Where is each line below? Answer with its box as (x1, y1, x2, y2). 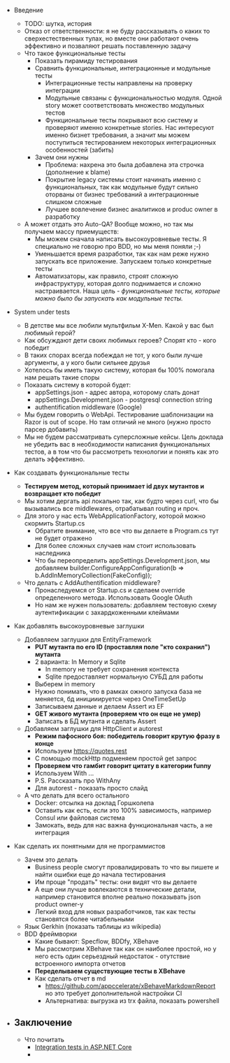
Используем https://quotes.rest (34, 747, 127, 755)
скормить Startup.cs (24, 519, 85, 527)
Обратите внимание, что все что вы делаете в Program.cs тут (34, 527, 219, 535)
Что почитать (24, 1035, 65, 1043)
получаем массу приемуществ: (24, 227, 119, 236)
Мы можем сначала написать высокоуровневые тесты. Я (34, 235, 207, 243)
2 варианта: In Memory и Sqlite (34, 658, 126, 666)
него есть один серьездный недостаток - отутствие (34, 952, 190, 960)
